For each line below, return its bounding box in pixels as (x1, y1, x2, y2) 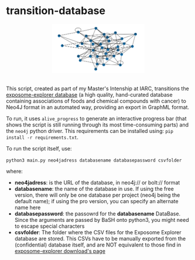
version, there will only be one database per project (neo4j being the (14, 191, 180, 199)
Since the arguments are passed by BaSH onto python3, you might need (14, 216, 189, 223)
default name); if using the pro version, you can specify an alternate (14, 197, 179, 204)
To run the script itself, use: (6, 145, 72, 152)
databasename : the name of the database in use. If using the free (14, 185, 174, 192)
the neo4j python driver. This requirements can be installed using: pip (6, 127, 174, 134)
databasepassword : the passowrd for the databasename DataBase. (14, 210, 180, 217)
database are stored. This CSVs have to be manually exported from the (14, 235, 186, 242)
